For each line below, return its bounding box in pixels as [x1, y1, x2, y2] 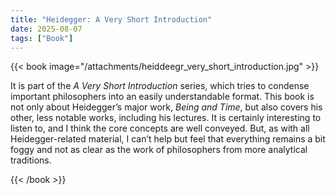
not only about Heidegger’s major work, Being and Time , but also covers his [10, 101, 323, 113]
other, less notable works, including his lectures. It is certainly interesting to [10, 112, 322, 124]
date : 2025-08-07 [10, 24, 83, 34]
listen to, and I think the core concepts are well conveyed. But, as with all [10, 122, 310, 135]
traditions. [10, 154, 52, 166]
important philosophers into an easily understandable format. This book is [10, 91, 315, 103]
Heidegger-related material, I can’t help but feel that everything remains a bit [10, 133, 326, 145]
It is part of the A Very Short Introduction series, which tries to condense [10, 80, 310, 92]
